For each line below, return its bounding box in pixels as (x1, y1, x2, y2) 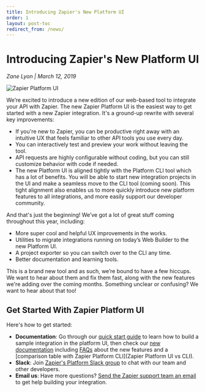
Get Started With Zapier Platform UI (6, 304, 144, 315)
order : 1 (6, 15, 29, 21)
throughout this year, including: (6, 218, 85, 225)
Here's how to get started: (6, 321, 72, 328)
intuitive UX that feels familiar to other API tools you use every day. (15, 134, 184, 141)
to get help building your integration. (15, 379, 107, 386)
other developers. (15, 366, 60, 372)
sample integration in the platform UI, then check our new (15, 339, 161, 347)
